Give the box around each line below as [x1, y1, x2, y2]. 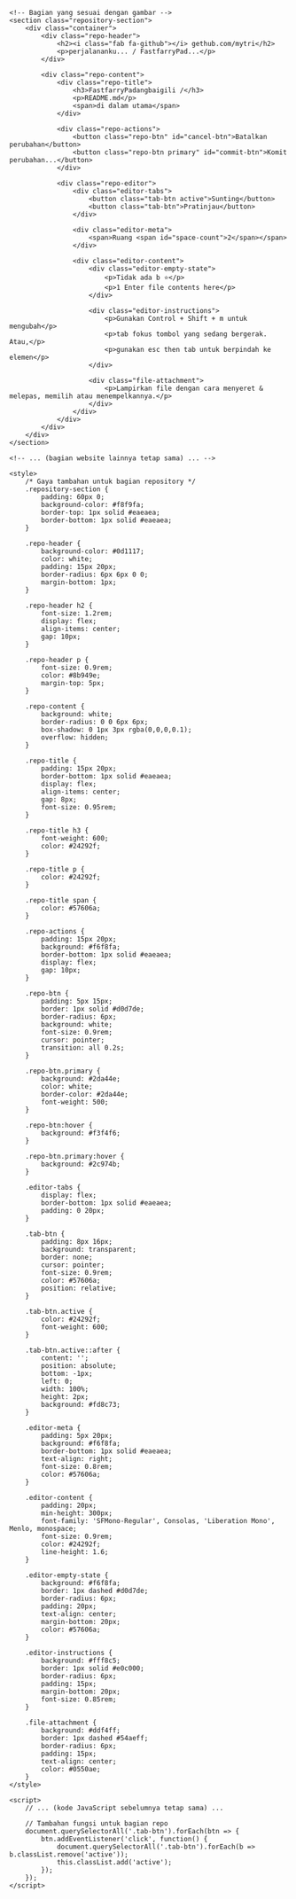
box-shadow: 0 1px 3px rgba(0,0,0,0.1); [41, 725, 192, 734]
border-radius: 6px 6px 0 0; [41, 570, 149, 579]
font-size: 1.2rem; [41, 609, 113, 618]
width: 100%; [41, 1385, 90, 1394]
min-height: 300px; [41, 1509, 113, 1518]
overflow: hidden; [41, 733, 109, 742]
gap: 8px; [41, 795, 77, 804]
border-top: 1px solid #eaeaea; [41, 508, 161, 517]
